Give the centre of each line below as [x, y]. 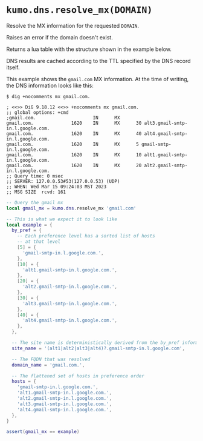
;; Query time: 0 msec [35, 176]
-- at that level [39, 242]
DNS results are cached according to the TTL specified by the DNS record [99, 61]
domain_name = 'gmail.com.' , [48, 365]
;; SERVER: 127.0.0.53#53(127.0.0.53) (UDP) [63, 181]
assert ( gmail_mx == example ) [43, 432]
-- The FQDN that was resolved [51, 359]
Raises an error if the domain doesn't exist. [60, 37]
